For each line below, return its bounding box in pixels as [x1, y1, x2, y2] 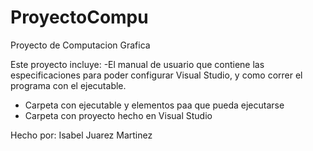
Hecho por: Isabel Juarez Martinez [10, 129, 153, 141]
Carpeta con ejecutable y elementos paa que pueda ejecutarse [24, 99, 285, 111]
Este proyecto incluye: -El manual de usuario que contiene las [10, 58, 265, 70]
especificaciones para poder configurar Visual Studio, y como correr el [10, 69, 303, 81]
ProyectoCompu [10, 6, 149, 29]
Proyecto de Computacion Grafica [10, 39, 151, 51]
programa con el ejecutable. [10, 79, 127, 91]
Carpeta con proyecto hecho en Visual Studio [24, 109, 213, 121]
